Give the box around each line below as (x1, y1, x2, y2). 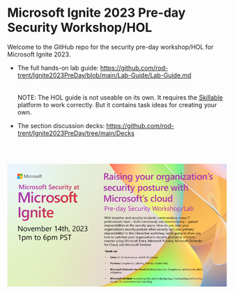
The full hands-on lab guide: (17, 63, 99, 72)
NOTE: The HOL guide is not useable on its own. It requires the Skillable (17, 93, 223, 102)
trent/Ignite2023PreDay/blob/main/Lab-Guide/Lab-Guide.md (17, 71, 192, 79)
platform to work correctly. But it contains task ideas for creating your (17, 100, 217, 109)
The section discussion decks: (17, 121, 105, 130)
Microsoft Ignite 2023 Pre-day (7, 5, 186, 21)
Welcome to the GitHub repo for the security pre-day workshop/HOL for (7, 42, 214, 51)
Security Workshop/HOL (7, 20, 153, 36)
